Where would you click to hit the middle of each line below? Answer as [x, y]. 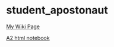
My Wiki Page [23, 26]
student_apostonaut [57, 10]
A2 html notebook [28, 38]
